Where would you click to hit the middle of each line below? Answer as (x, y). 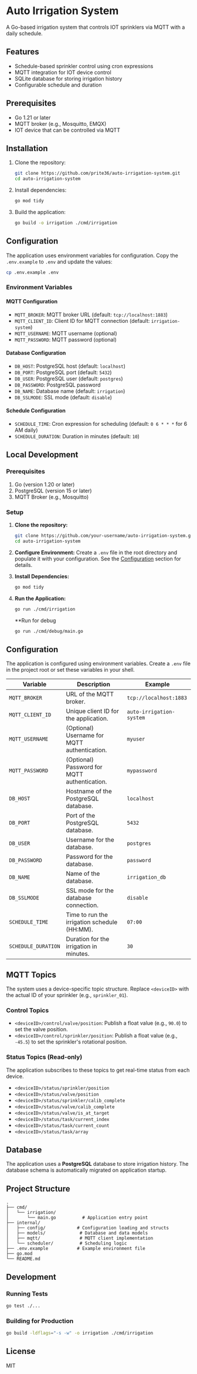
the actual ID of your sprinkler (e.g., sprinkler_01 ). (67, 995)
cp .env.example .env (33, 272)
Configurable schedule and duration (58, 85)
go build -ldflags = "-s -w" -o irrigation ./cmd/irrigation (80, 1333)
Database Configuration (36, 353)
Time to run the (87, 915)
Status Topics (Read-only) (44, 1057)
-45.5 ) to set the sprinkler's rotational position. (71, 1042)
